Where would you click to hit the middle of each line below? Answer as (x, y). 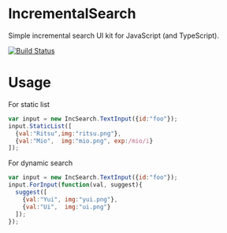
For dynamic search (41, 163)
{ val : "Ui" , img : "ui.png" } (67, 207)
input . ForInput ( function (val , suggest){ (76, 185)
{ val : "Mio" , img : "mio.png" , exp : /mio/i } (84, 141)
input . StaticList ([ (40, 126)
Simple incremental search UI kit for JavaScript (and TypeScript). (113, 35)
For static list (29, 104)
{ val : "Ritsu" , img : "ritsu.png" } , (69, 133)
